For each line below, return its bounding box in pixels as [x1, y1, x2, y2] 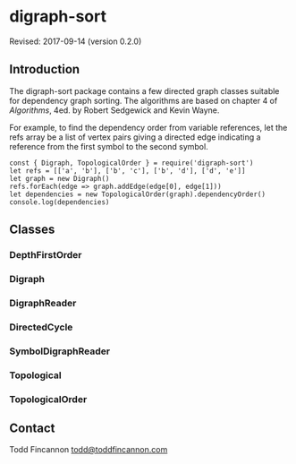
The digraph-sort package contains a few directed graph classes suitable [9, 85, 280, 96]
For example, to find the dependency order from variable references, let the [9, 122, 288, 133]
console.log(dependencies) [9, 197, 110, 207]
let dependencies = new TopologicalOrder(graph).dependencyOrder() [9, 190, 266, 199]
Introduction [9, 62, 80, 77]
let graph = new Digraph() [9, 174, 110, 183]
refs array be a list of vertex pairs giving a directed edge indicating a [9, 132, 261, 142]
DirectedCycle [9, 321, 73, 333]
